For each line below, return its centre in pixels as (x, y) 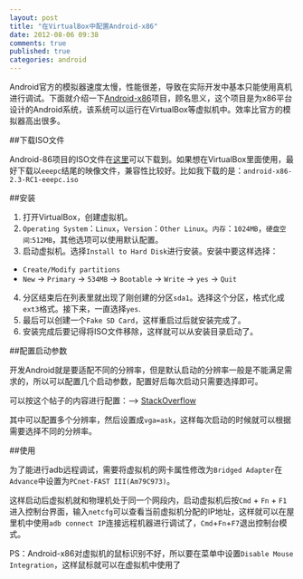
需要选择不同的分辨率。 (53, 431)
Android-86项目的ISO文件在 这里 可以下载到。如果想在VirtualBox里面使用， (148, 159)
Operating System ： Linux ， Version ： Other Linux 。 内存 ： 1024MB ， (144, 228)
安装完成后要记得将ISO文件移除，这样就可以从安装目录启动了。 (140, 331)
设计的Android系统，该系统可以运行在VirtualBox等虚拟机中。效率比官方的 (146, 109)
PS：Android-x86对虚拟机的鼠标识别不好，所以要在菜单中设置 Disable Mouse (151, 553)
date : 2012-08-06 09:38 (54, 34)
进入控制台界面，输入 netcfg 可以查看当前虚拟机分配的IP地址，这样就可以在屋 (152, 511)
